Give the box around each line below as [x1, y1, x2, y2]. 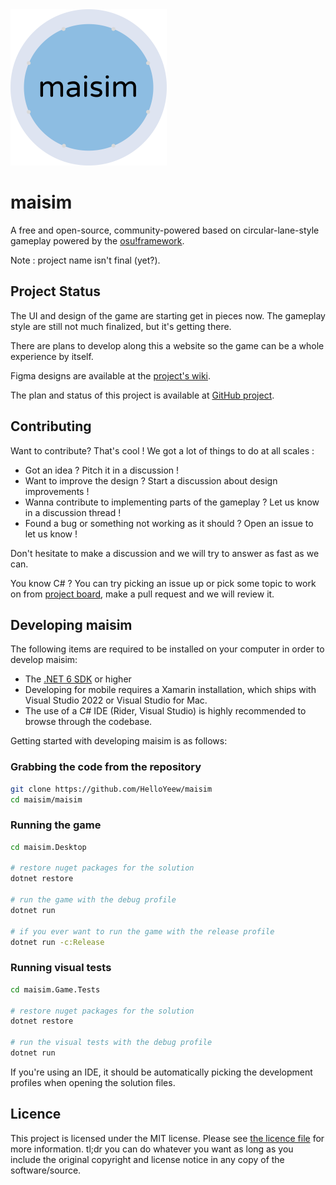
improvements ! [24, 485, 90, 497]
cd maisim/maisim [10, 794, 83, 805]
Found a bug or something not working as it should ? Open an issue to [24, 517, 314, 529]
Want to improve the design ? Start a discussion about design [24, 474, 278, 487]
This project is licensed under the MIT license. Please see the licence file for [10, 1132, 325, 1144]
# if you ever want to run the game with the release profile [10, 926, 275, 937]
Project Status [10, 283, 102, 300]
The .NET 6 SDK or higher [24, 673, 132, 685]
